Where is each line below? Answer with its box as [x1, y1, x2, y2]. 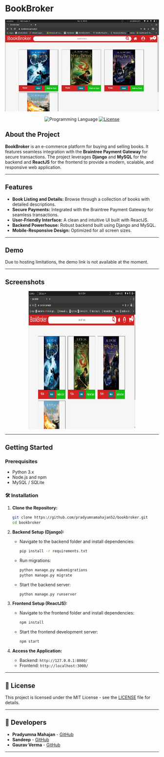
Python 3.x [12, 469, 34, 475]
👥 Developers [5, 718, 47, 727]
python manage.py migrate [19, 573, 72, 578]
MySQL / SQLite [12, 479, 45, 485]
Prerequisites [5, 458, 38, 464]
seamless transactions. [12, 212, 59, 218]
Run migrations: [19, 557, 51, 563]
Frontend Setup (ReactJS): [12, 601, 67, 607]
